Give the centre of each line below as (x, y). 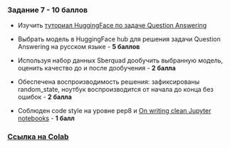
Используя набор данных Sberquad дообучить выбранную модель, (120, 60)
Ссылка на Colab (38, 137)
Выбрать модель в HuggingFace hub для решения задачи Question (119, 39)
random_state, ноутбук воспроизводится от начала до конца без (115, 90)
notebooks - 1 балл (46, 118)
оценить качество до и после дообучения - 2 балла (96, 68)
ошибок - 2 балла (45, 97)
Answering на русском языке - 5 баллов (79, 47)
